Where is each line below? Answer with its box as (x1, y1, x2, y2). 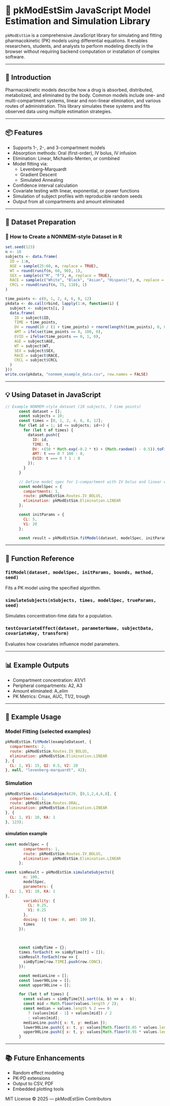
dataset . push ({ (27, 432, 60, 437)
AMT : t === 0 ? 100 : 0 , (32, 451, 85, 457)
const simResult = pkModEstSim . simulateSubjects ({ (5, 870, 114, 875)
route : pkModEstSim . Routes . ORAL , (10, 801, 80, 806)
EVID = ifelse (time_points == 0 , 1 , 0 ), (14, 334, 101, 339)
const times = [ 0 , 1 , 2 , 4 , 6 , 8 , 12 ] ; (18, 418, 103, 424)
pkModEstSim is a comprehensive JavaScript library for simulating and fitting (5, 32, 162, 38)
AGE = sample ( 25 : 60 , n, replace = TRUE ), (10, 264, 99, 269)
